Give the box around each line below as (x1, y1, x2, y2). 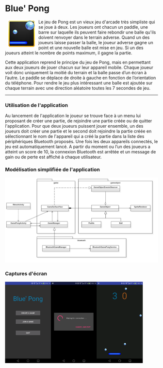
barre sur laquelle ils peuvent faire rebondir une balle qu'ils (38, 29, 156, 35)
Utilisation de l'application (5, 101, 68, 108)
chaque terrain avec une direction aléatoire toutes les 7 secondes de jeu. (5, 85, 151, 91)
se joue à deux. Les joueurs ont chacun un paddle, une (38, 24, 148, 30)
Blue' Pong (5, 3, 49, 14)
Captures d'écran (5, 270, 48, 277)
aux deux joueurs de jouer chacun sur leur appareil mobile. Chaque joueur (5, 64, 154, 70)
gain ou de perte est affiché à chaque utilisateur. (5, 154, 102, 160)
